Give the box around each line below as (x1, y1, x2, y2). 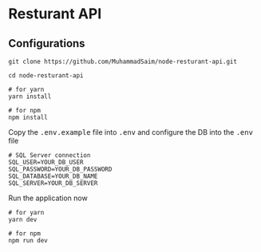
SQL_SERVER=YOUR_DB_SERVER (8, 179, 98, 187)
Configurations (8, 37, 85, 50)
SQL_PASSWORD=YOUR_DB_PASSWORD (8, 165, 113, 173)
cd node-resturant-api (8, 72, 84, 80)
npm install (8, 113, 48, 121)
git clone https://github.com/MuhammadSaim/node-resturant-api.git (8, 57, 238, 65)
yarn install (8, 93, 52, 100)
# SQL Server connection (8, 152, 91, 159)
